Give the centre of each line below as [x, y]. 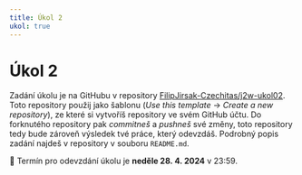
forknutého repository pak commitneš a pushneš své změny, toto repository [151, 124]
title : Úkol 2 [36, 18]
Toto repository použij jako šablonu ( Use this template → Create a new [141, 106]
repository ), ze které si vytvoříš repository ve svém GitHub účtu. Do [136, 115]
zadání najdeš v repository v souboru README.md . [99, 143]
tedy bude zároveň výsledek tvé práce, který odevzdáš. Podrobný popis [144, 134]
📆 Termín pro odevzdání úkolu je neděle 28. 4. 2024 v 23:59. [124, 161]
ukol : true [30, 26]
